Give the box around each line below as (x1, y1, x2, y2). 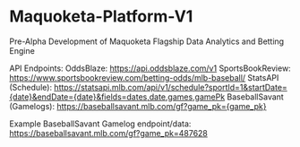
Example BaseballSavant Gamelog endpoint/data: (9, 118, 192, 129)
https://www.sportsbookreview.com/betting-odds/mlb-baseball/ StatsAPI (9, 72, 279, 82)
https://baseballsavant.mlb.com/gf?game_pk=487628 (9, 127, 209, 138)
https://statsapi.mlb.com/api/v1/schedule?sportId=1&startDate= (53, 82, 288, 92)
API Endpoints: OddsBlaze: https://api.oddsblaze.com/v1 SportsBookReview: (9, 63, 291, 73)
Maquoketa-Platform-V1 (9, 6, 193, 27)
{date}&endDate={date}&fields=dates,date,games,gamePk (9, 91, 226, 102)
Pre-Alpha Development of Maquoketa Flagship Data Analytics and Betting (9, 36, 285, 47)
